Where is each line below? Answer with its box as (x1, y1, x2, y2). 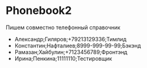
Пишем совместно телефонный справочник (5, 24, 121, 31)
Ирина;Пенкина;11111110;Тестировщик (14, 55, 112, 62)
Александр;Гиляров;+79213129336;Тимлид (14, 35, 127, 42)
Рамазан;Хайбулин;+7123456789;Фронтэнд (14, 48, 127, 55)
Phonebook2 (5, 4, 72, 18)
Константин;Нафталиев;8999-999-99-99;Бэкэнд (14, 42, 142, 49)
